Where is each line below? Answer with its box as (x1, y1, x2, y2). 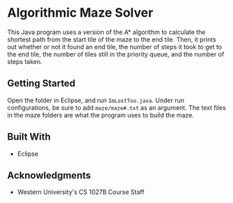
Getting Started (7, 78, 76, 90)
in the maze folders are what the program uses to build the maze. (7, 111, 195, 119)
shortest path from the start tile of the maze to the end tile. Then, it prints (7, 35, 217, 43)
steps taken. (7, 57, 43, 65)
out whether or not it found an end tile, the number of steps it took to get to (7, 42, 223, 51)
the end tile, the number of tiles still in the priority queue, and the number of (7, 50, 225, 58)
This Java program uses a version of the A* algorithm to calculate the (7, 28, 206, 36)
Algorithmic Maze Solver (7, 5, 154, 21)
